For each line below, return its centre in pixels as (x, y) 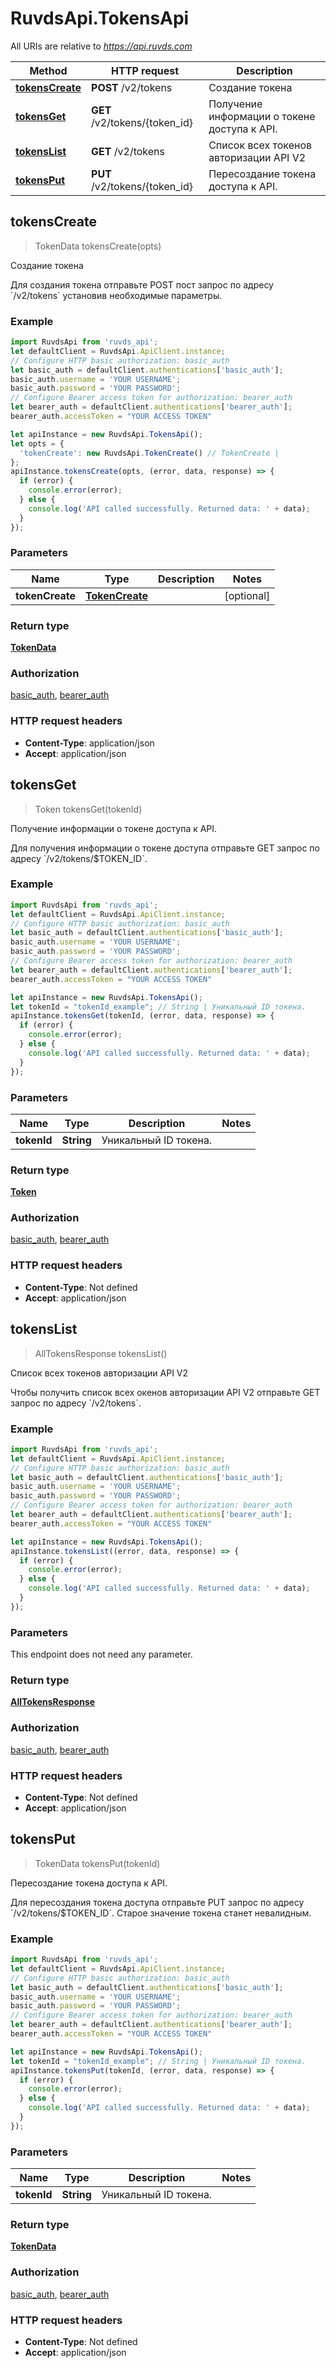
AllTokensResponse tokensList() (101, 1353)
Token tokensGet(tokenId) (88, 809)
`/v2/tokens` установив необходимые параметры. (116, 295)
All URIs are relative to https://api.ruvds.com (101, 46)
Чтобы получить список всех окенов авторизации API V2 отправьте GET (165, 1392)
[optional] (247, 595)
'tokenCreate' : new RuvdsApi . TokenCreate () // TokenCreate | (149, 453)
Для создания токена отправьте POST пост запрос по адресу (142, 284)
